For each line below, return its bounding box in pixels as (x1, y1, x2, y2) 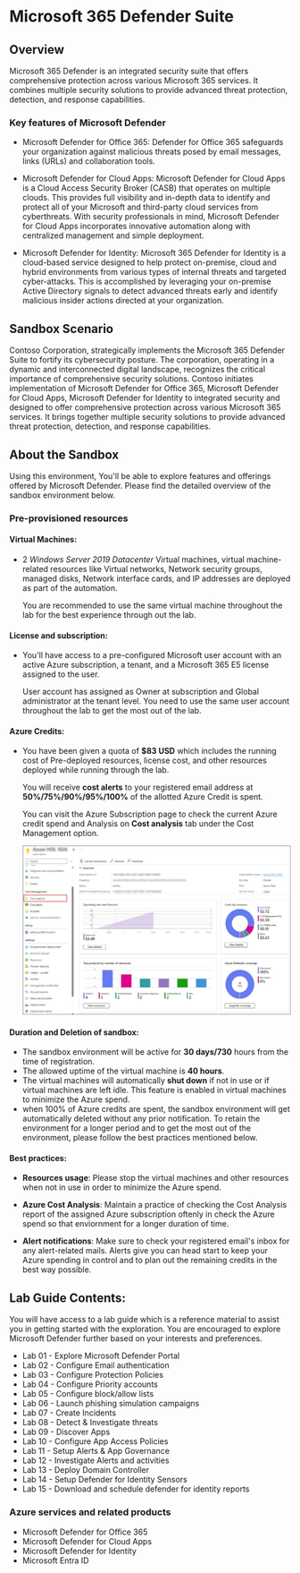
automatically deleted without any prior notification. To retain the (21, 1113, 261, 1124)
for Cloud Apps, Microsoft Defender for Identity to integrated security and (9, 392, 280, 404)
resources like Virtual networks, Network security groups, (50, 564, 263, 575)
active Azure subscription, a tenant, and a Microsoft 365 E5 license (21, 660, 270, 671)
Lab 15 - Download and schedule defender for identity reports (21, 1483, 250, 1494)
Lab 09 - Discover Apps (21, 1426, 111, 1438)
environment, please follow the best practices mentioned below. (21, 1133, 258, 1143)
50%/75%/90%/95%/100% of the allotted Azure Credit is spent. (21, 791, 263, 802)
